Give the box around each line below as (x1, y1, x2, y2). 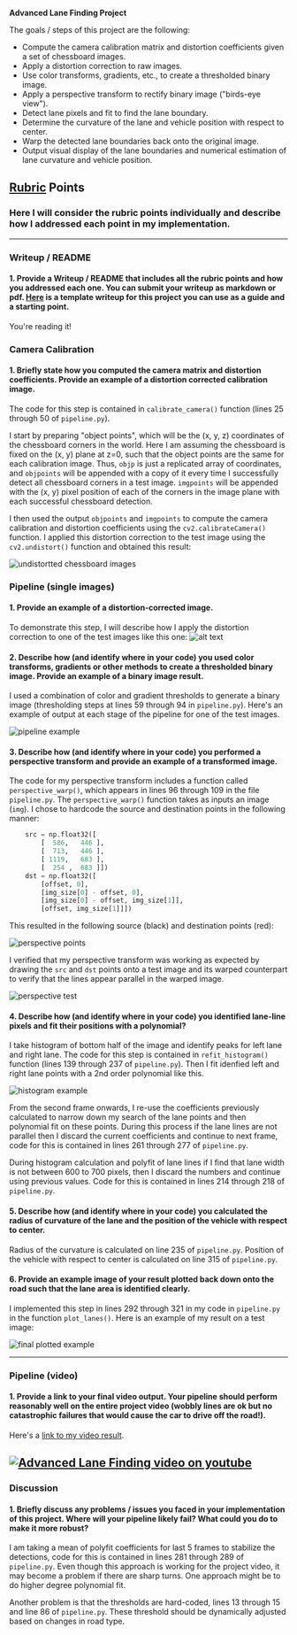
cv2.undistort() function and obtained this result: (9, 541, 192, 551)
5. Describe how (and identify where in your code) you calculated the (9, 1206, 268, 1216)
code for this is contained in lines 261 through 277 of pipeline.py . (9, 1140, 249, 1151)
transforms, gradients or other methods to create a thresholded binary (9, 661, 274, 672)
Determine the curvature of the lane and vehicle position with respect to (21, 117, 285, 127)
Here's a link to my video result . (9, 1430, 125, 1440)
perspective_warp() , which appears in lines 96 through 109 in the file (9, 785, 260, 796)
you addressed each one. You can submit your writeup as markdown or (9, 282, 277, 293)
